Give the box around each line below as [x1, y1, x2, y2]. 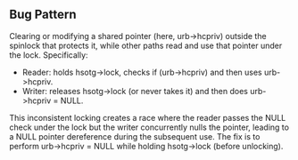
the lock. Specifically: [9, 49, 88, 60]
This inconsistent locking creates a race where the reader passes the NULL [9, 112, 286, 123]
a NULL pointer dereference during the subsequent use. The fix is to [9, 131, 261, 141]
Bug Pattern [9, 7, 77, 22]
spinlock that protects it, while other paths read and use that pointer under [9, 40, 283, 51]
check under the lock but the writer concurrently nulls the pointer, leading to [9, 122, 290, 132]
